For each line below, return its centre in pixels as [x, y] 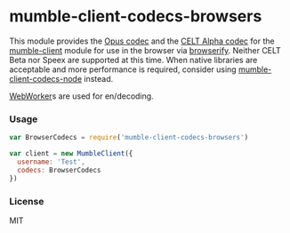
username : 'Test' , [52, 162]
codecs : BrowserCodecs [59, 170]
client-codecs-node [46, 78]
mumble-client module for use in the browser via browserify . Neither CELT [145, 50]
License [27, 201]
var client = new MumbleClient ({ [71, 154]
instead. [99, 78]
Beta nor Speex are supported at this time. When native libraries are [133, 60]
